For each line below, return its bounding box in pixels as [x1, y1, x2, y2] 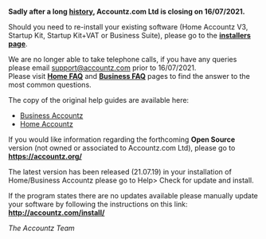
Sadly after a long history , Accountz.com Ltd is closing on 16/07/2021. [8, 7, 245, 16]
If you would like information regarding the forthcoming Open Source [8, 135, 236, 144]
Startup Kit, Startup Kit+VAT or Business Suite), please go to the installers [8, 31, 251, 40]
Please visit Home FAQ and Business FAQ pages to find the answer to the [8, 72, 251, 80]
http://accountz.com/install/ [8, 208, 105, 217]
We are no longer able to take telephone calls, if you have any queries [8, 55, 237, 64]
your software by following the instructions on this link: [8, 199, 189, 209]
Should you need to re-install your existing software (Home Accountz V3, [8, 22, 248, 31]
